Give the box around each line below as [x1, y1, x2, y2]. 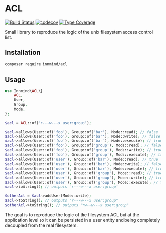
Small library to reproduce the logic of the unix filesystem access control [5, 29, 153, 35]
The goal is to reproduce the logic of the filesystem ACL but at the [5, 211, 140, 218]
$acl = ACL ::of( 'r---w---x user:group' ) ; [5, 120, 92, 125]
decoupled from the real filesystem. [5, 222, 78, 228]
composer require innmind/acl [5, 61, 68, 67]
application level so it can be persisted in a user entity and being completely [5, 217, 160, 223]
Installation [5, 48, 41, 57]
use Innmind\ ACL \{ [5, 89, 43, 93]
